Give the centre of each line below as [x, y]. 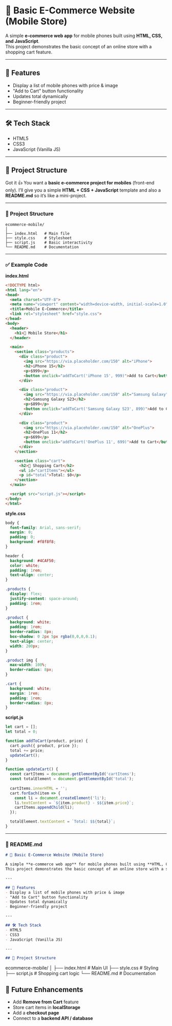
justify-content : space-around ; [45, 599]
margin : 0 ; [21, 532]
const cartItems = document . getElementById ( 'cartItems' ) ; [73, 774]
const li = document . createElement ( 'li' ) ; [60, 798]
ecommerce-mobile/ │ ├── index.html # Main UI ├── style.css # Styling [82, 968]
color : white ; [25, 565]
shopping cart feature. [29, 52]
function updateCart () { [32, 769]
